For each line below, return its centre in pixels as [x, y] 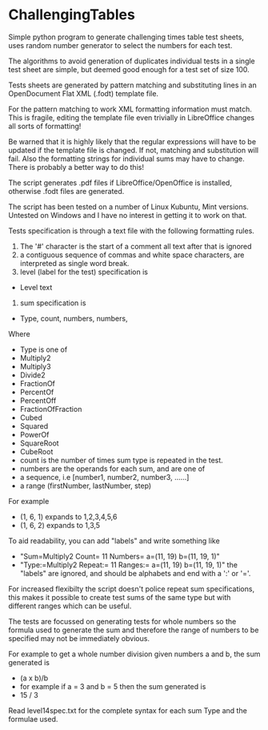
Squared [34, 425]
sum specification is [53, 303]
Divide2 [32, 375]
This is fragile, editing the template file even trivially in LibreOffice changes [131, 117]
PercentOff [38, 400]
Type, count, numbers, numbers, [74, 318]
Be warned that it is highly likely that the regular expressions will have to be [132, 141]
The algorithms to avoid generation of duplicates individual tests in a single [132, 61]
